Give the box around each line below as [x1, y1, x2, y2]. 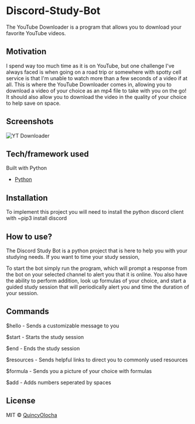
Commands [6, 306, 50, 317]
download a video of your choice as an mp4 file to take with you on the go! [6, 87, 187, 94]
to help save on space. [6, 100, 61, 107]
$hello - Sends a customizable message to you [6, 322, 119, 329]
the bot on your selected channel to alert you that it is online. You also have [6, 271, 187, 278]
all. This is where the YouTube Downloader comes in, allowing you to [6, 81, 172, 88]
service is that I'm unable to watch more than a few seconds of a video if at [6, 74, 188, 81]
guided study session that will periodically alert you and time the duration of [6, 283, 189, 290]
